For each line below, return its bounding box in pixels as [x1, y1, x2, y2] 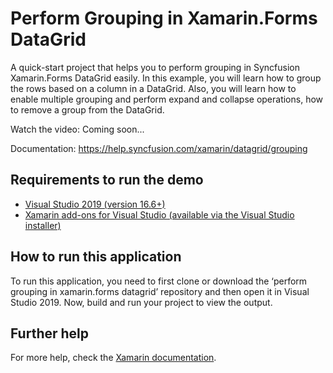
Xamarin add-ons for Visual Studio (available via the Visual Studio [24, 208, 295, 221]
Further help [10, 325, 90, 342]
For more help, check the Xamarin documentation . [10, 352, 217, 364]
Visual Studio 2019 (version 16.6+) [24, 198, 166, 210]
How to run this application [10, 248, 182, 266]
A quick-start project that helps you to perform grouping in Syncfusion [10, 61, 301, 73]
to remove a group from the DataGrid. [10, 103, 165, 116]
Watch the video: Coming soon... [10, 123, 145, 135]
